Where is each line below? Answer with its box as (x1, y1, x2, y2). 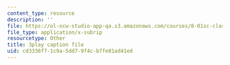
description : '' (7, 16, 53, 23)
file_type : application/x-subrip (7, 28, 103, 36)
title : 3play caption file (7, 41, 84, 48)
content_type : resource (7, 9, 75, 17)
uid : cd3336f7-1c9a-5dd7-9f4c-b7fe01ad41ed (7, 48, 133, 55)
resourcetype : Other (7, 35, 66, 42)
